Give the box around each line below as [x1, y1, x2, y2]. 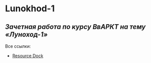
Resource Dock [12, 53, 44, 59]
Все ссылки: [5, 43, 31, 49]
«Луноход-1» [5, 30, 48, 38]
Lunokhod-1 [5, 3, 55, 14]
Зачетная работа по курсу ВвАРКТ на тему [5, 23, 146, 31]
